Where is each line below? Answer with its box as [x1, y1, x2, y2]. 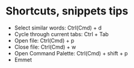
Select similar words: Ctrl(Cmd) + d [14, 24, 102, 31]
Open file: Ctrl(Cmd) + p [14, 37, 75, 44]
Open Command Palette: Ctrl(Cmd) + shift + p [14, 49, 128, 57]
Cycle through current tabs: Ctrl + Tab [14, 30, 109, 37]
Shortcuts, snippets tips [5, 4, 129, 18]
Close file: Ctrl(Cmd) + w [14, 43, 76, 51]
